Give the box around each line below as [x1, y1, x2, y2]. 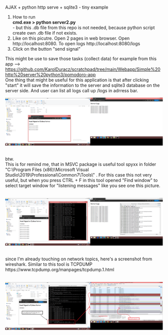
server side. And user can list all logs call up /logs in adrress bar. [5, 88, 138, 93]
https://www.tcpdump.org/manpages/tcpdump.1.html [5, 267, 114, 273]
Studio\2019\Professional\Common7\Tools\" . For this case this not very [5, 172, 152, 178]
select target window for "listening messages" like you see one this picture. [5, 183, 160, 189]
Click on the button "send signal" [12, 46, 81, 52]
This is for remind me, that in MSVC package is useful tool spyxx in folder [5, 161, 156, 167]
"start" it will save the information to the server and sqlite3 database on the [5, 82, 160, 88]
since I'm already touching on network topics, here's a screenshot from [5, 256, 152, 262]
